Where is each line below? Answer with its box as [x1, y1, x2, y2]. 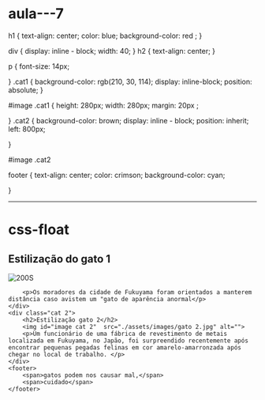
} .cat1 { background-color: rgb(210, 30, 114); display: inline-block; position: [8, 77, 252, 86]
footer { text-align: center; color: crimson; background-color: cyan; [8, 170, 226, 179]
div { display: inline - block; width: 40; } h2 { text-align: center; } [8, 46, 215, 55]
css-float [8, 221, 69, 239]
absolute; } [8, 85, 43, 95]
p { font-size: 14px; [8, 61, 69, 71]
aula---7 [8, 5, 65, 23]
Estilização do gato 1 [8, 252, 111, 266]
